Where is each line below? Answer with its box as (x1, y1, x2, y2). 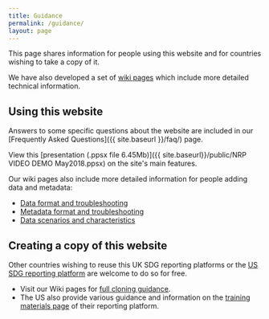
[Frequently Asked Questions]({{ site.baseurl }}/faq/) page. (8, 134, 203, 145)
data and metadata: (8, 182, 73, 193)
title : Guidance (8, 11, 63, 20)
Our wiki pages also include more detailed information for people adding (8, 174, 247, 184)
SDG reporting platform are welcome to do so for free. (8, 268, 187, 278)
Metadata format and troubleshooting (19, 207, 145, 217)
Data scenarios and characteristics (19, 215, 136, 225)
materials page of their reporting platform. (19, 301, 159, 310)
